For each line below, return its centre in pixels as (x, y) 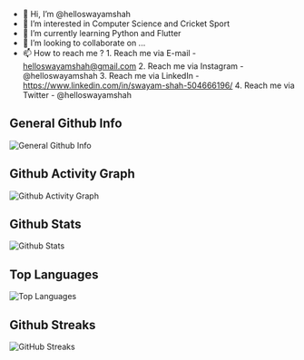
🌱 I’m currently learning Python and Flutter (102, 33)
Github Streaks (53, 325)
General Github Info (66, 124)
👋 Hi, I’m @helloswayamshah (77, 14)
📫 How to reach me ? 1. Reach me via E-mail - (109, 53)
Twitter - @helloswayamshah (77, 95)
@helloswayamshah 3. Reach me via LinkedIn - (111, 76)
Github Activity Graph (73, 174)
